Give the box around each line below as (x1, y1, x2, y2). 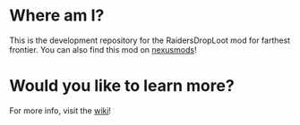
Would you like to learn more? (9, 76, 235, 96)
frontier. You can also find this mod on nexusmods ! (9, 44, 197, 54)
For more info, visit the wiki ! (9, 104, 112, 116)
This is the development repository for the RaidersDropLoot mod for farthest (9, 35, 291, 46)
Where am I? (9, 5, 105, 26)
